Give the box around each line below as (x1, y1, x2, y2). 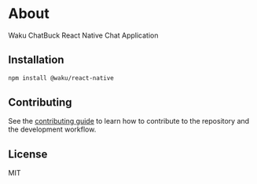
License (8, 147, 48, 161)
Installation (8, 53, 64, 67)
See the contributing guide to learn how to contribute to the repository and (8, 117, 250, 126)
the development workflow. (8, 124, 97, 134)
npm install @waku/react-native (8, 74, 114, 82)
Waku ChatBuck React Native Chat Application (8, 31, 159, 40)
